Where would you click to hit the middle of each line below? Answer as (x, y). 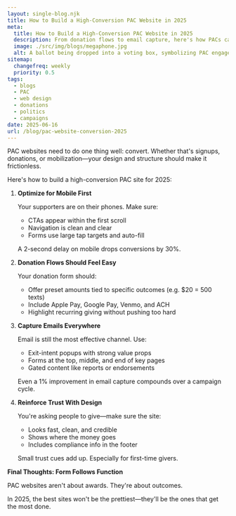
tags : (15, 79)
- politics (29, 112)
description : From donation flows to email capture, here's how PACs (117, 40)
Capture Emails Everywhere (59, 326)
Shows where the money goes (72, 437)
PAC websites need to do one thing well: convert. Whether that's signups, (114, 151)
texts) (36, 297)
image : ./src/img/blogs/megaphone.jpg (71, 46)
